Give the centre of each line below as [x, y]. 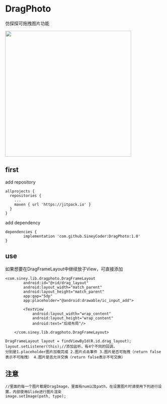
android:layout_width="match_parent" [63, 287]
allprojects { [20, 191]
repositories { [26, 195]
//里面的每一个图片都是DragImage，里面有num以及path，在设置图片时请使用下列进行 [82, 387]
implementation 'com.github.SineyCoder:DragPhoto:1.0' [82, 236]
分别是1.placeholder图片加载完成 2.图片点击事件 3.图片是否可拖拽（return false [83, 352]
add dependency [23, 223]
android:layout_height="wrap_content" [73, 318]
